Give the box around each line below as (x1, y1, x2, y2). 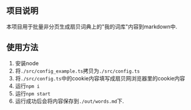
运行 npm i (15, 82, 40, 89)
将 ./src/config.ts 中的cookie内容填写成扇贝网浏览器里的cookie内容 (15, 74, 186, 82)
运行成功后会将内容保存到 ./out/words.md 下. (15, 97, 124, 105)
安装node (15, 59, 39, 66)
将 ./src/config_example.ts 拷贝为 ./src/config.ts (15, 67, 140, 74)
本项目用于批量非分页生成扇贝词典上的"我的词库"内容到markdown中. (6, 23, 178, 30)
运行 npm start (15, 89, 51, 97)
